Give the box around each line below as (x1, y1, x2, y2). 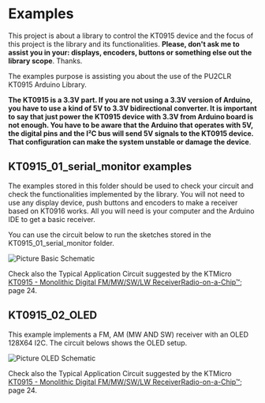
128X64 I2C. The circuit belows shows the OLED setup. (8, 337, 188, 348)
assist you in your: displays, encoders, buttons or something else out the (8, 47, 252, 57)
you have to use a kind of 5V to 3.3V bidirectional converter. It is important (8, 104, 258, 113)
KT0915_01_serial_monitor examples (8, 160, 192, 174)
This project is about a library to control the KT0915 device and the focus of (8, 31, 254, 40)
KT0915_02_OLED (8, 309, 97, 322)
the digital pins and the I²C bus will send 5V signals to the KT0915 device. (8, 128, 254, 138)
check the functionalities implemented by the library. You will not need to (8, 189, 245, 198)
